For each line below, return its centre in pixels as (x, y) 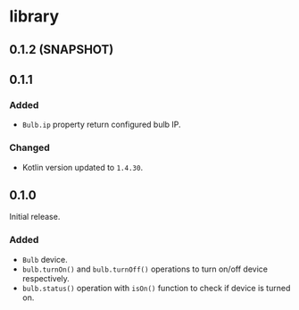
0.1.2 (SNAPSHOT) (62, 50)
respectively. (46, 278)
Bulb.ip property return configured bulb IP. (101, 125)
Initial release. (35, 217)
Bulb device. (45, 259)
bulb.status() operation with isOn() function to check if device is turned (156, 288)
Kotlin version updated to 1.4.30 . (83, 167)
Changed (30, 147)
